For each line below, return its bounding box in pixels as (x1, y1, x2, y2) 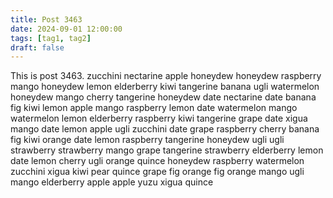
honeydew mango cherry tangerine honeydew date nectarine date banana (10, 91, 317, 103)
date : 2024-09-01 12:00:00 (10, 24, 123, 34)
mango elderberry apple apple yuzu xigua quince (10, 176, 214, 188)
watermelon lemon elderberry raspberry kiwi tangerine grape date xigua (10, 112, 308, 125)
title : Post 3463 (10, 14, 83, 25)
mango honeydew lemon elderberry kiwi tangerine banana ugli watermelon (10, 81, 320, 93)
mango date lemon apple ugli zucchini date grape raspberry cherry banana (10, 123, 320, 135)
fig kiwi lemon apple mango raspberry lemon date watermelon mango (10, 102, 298, 114)
